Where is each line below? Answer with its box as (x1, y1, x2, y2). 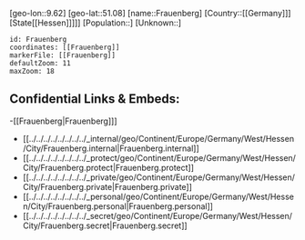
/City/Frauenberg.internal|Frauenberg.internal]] (22, 143, 200, 154)
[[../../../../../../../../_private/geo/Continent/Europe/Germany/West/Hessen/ (22, 172, 296, 183)
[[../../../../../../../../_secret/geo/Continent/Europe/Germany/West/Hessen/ (22, 210, 293, 221)
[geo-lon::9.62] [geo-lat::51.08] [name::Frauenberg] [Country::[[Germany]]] (9, 8, 291, 18)
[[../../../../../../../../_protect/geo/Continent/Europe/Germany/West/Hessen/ (22, 152, 296, 163)
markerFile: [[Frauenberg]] (9, 51, 117, 60)
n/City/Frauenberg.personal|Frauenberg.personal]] (22, 200, 214, 212)
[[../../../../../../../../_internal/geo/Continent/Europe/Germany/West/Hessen (22, 133, 294, 144)
